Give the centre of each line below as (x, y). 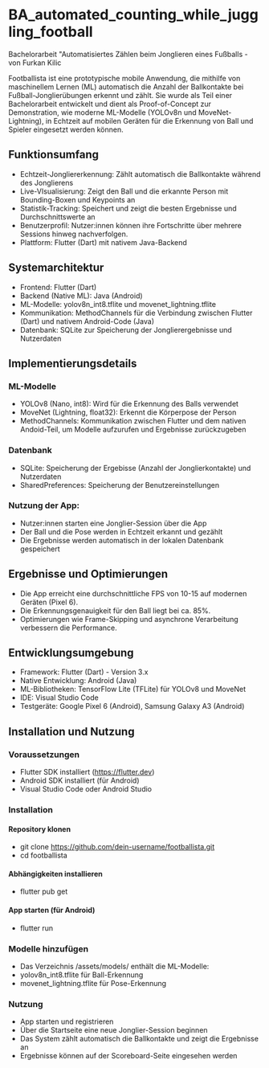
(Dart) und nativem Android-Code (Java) (87, 321)
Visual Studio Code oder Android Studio (86, 789)
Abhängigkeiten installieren (55, 874)
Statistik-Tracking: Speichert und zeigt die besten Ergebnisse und (128, 208)
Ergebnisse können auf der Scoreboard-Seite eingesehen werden (128, 1056)
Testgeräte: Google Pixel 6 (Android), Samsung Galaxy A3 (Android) (132, 706)
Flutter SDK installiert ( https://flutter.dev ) (87, 772)
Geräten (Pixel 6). (49, 602)
